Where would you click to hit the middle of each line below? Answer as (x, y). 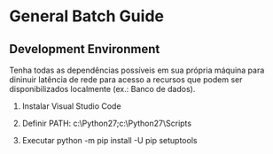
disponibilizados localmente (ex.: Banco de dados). (102, 89)
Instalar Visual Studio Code (71, 106)
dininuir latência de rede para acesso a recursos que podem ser (126, 80)
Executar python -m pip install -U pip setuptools (109, 140)
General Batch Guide (86, 16)
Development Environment (85, 49)
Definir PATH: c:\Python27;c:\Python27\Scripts (107, 123)
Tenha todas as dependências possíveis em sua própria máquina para (137, 70)
